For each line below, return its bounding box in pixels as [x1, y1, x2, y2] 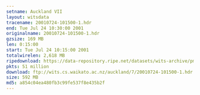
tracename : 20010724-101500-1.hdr [6, 19, 92, 25]
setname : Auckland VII [6, 8, 62, 15]
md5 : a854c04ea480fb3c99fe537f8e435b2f [6, 80, 105, 86]
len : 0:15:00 [6, 42, 39, 48]
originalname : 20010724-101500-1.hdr [6, 31, 100, 37]
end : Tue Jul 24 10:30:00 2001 [6, 25, 84, 31]
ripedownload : [6, 58, 42, 64]
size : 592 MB [6, 74, 39, 80]
